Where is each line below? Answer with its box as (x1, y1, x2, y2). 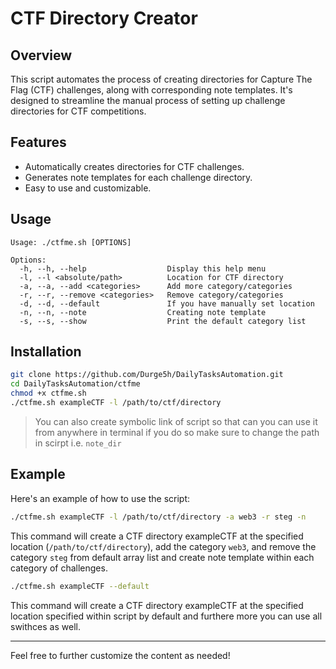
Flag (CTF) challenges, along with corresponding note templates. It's (10, 84, 293, 96)
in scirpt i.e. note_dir (34, 437, 122, 449)
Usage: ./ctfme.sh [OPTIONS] (10, 237, 132, 247)
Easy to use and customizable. (24, 182, 152, 194)
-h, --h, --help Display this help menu (19, 263, 267, 274)
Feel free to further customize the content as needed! (10, 649, 231, 661)
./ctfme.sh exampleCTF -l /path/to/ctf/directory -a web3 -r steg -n (10, 512, 307, 522)
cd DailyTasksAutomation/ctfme (10, 379, 141, 389)
